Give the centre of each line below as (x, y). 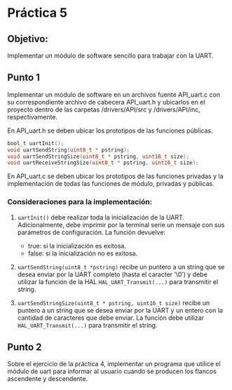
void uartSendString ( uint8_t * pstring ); (69, 150)
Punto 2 (25, 347)
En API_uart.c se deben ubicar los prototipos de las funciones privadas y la (115, 176)
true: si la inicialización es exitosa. (77, 246)
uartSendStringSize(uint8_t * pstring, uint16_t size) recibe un (114, 302)
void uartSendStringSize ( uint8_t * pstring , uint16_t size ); (98, 156)
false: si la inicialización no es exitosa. (83, 253)
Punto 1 (24, 78)
